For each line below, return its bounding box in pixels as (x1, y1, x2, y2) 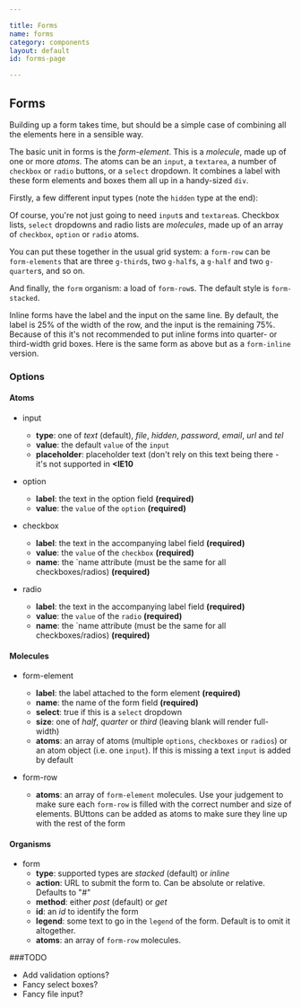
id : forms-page (9, 55, 66, 64)
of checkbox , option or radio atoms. (9, 228, 140, 239)
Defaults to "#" (35, 887, 91, 898)
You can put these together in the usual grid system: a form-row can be (9, 246, 271, 257)
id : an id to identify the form (35, 906, 139, 917)
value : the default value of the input (35, 439, 170, 450)
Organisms (9, 838, 52, 849)
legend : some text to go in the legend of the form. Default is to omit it (35, 915, 291, 926)
